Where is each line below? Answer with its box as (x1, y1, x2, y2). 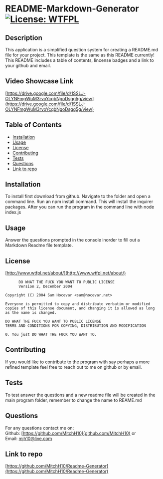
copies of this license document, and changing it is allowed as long (5, 306, 155, 311)
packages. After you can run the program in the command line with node (5, 204, 155, 210)
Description (5, 33, 42, 42)
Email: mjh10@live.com (5, 435, 52, 442)
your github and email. (5, 63, 51, 68)
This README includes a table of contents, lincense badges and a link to (5, 57, 154, 63)
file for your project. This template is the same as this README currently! (5, 52, 155, 58)
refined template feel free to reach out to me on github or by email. (5, 364, 142, 370)
